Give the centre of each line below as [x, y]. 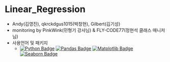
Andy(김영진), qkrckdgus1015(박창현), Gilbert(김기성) [66, 24]
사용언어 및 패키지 [30, 43]
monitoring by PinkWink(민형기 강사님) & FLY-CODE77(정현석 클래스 [82, 30]
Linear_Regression [45, 9]
